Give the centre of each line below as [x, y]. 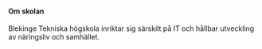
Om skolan [26, 11]
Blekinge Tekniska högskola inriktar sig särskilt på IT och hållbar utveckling [131, 28]
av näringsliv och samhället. [54, 37]
